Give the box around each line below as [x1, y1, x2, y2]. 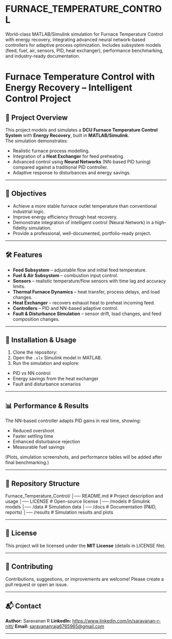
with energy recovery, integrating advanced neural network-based [5, 36, 145, 43]
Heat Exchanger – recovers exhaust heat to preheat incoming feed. [12, 299, 155, 306]
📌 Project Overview [5, 113, 68, 122]
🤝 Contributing [5, 562, 53, 571]
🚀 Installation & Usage [5, 335, 77, 344]
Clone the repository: [12, 349, 58, 355]
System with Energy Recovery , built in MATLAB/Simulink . [5, 132, 130, 138]
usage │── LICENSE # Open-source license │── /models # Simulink [5, 498, 150, 504]
